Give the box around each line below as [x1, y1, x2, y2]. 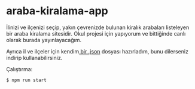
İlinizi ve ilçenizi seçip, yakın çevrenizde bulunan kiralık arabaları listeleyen [6, 24, 190, 31]
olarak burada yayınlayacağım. [6, 36, 82, 43]
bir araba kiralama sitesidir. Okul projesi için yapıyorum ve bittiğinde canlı [6, 30, 186, 37]
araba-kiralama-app [6, 4, 109, 18]
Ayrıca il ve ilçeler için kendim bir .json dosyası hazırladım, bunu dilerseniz [6, 47, 188, 55]
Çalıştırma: [6, 65, 33, 72]
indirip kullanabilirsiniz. [6, 54, 63, 61]
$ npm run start [6, 77, 47, 83]
